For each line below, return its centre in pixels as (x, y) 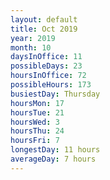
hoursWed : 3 (35, 122)
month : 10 (31, 47)
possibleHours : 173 (51, 85)
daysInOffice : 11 (46, 57)
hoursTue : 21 (37, 112)
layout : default (44, 19)
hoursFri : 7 (35, 141)
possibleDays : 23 (46, 66)
